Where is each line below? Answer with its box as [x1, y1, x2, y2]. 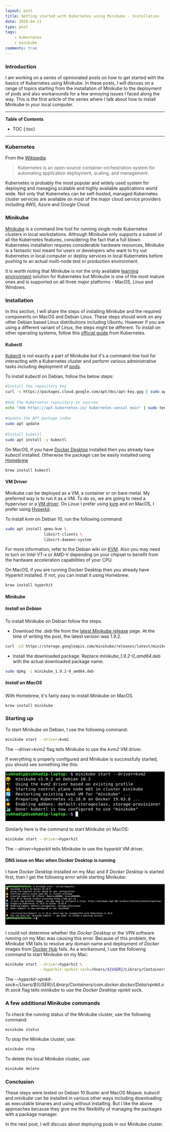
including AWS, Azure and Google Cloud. [5, 201, 91, 208]
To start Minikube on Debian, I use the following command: [5, 726, 128, 733]
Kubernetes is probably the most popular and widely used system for [5, 180, 149, 186]
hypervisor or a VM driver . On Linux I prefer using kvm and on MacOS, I [5, 500, 154, 507]
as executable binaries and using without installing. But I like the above [5, 1101, 153, 1107]
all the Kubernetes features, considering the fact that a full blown [5, 236, 141, 243]
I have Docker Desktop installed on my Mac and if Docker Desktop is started [5, 869, 164, 875]
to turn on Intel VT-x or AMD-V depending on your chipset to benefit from [5, 552, 158, 558]
